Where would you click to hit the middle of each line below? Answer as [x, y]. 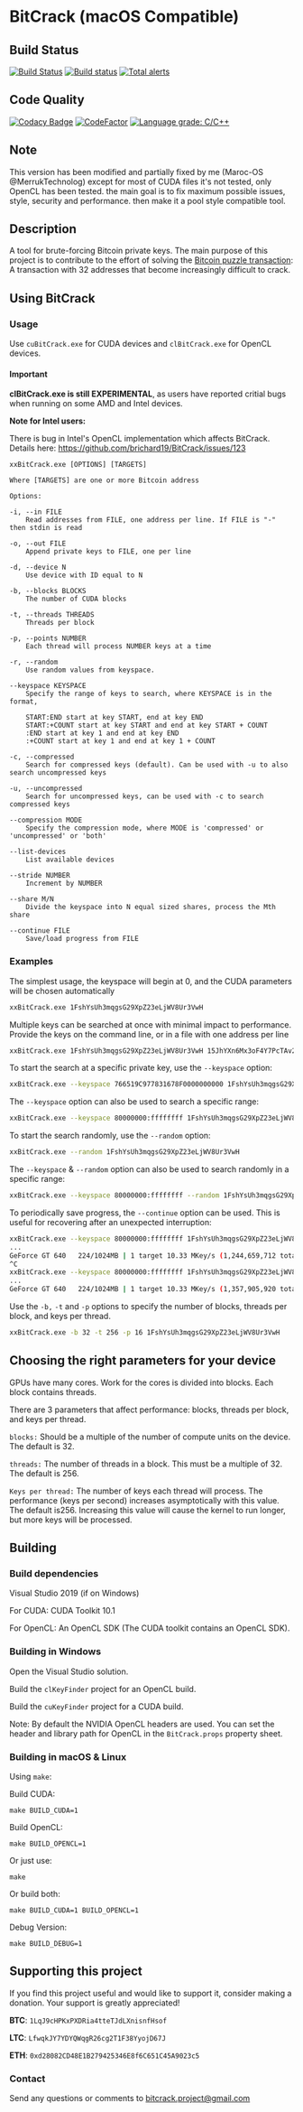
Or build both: [35, 1893]
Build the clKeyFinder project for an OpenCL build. [103, 1689]
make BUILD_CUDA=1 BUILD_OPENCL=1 [74, 1910]
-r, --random [34, 662]
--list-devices [38, 852]
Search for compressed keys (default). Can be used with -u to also [157, 765]
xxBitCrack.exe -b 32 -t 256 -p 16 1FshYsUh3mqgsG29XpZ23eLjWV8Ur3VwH [145, 1333]
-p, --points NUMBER [48, 638]
